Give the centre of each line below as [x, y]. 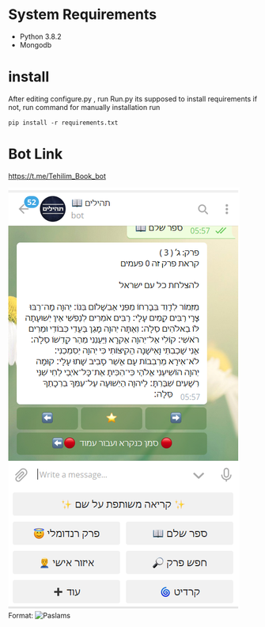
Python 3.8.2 [40, 36]
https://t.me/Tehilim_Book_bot [57, 176]
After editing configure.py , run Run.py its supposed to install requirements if [133, 99]
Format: [21, 615]
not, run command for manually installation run [84, 107]
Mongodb [36, 44]
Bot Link [36, 154]
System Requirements [82, 15]
